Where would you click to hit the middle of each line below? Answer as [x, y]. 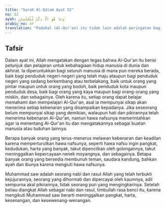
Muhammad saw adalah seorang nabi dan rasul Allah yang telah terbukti [79, 174]
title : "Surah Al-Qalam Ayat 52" [40, 10]
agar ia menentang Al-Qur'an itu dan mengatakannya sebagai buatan [75, 123]
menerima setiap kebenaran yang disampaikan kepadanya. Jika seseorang [81, 107]
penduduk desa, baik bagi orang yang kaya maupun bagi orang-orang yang [82, 92]
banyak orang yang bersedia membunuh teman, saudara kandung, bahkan [81, 159]
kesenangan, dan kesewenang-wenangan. [48, 200]
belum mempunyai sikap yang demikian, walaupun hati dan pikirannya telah [82, 112]
